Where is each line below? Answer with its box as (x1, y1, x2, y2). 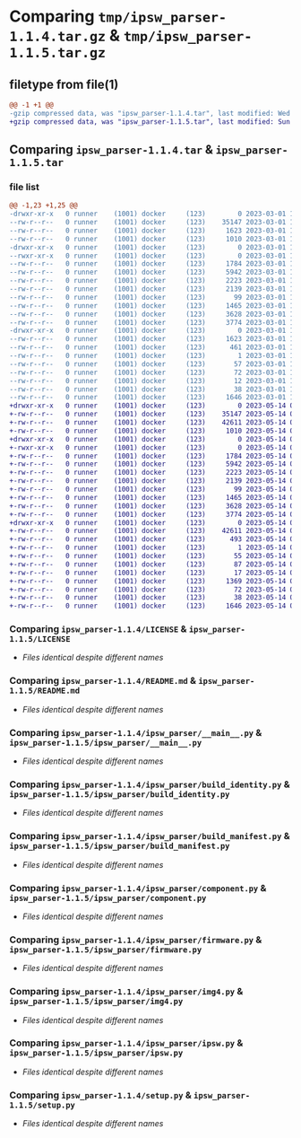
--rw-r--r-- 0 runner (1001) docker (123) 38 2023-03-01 (9, 384, 287, 394)
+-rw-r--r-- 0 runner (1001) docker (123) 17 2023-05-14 (9, 568, 287, 577)
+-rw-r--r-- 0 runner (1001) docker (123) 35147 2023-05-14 (9, 410, 287, 419)
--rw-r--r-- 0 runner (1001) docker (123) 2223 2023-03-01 (9, 276, 287, 285)
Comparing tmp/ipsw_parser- (9, 6, 227, 27)
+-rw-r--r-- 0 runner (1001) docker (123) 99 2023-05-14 (9, 485, 287, 495)
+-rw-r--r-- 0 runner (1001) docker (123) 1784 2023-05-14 (9, 451, 287, 460)
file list (9, 180, 40, 193)
